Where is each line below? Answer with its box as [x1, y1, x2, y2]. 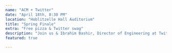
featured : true [5, 36, 38, 41]
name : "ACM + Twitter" [5, 7, 54, 13]
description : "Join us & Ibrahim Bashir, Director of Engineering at [5, 31, 157, 36]
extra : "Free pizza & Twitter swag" [5, 26, 83, 31]
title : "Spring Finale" [5, 21, 56, 27]
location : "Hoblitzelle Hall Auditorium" [5, 17, 95, 22]
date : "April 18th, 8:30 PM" [5, 12, 68, 17]
